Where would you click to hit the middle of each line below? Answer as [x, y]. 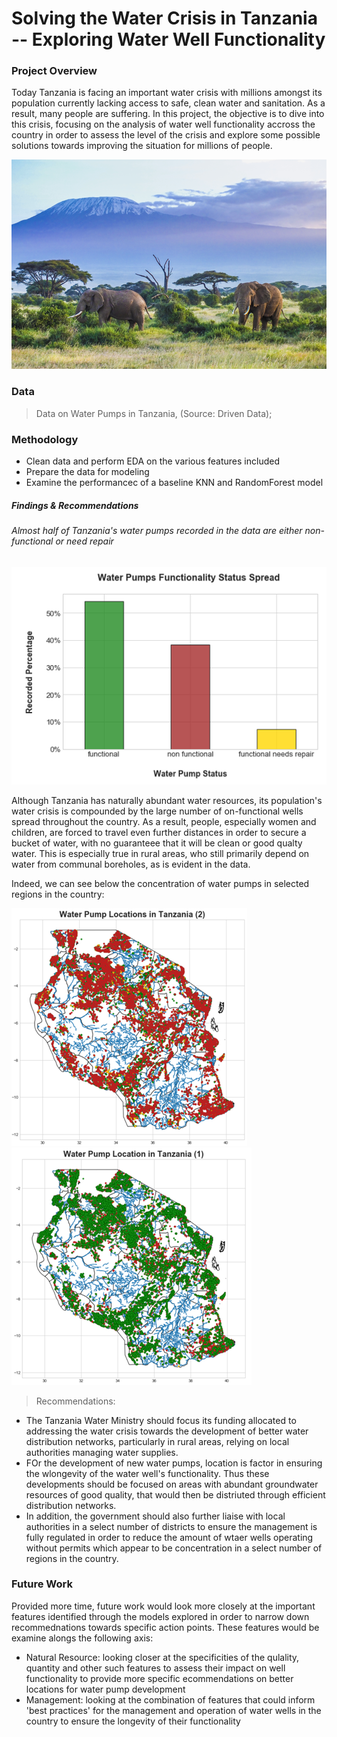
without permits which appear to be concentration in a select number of [174, 1548]
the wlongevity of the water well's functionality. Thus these [147, 1473]
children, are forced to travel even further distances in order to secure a [159, 832]
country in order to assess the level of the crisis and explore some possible [166, 135]
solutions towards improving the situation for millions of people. [142, 146]
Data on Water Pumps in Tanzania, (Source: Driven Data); [154, 413]
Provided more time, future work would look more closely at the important [163, 1606]
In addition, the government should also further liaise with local [155, 1516]
